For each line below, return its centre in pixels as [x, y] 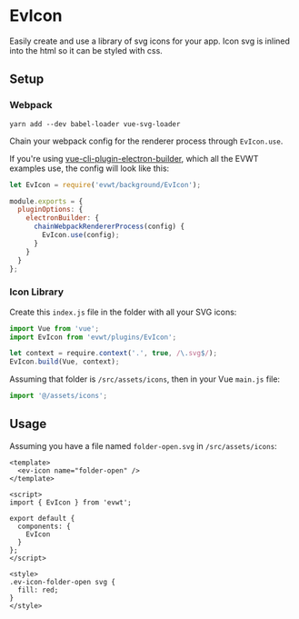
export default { [42, 518]
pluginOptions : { [50, 210]
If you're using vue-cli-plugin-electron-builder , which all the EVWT [134, 158]
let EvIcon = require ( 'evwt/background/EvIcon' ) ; [105, 185]
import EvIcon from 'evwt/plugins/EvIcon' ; [93, 337]
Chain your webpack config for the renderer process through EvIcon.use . [146, 141]
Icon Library [37, 292]
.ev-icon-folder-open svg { [63, 582]
